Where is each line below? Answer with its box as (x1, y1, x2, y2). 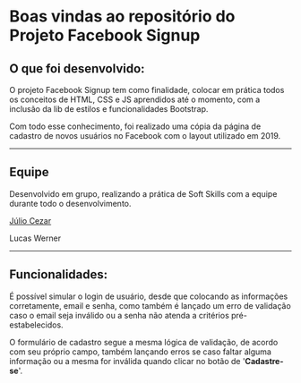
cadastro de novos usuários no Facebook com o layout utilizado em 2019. (9, 131, 281, 140)
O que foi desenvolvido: (9, 61, 145, 76)
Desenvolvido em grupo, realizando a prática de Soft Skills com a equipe (9, 188, 278, 199)
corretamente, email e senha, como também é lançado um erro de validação (9, 300, 291, 311)
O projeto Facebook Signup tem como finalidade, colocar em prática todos (9, 85, 285, 95)
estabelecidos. (9, 319, 64, 330)
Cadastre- (245, 355, 284, 366)
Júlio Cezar (9, 215, 52, 226)
